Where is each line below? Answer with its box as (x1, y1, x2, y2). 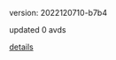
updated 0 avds (9, 25, 66, 34)
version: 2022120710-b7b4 (9, 8, 108, 18)
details (9, 41, 34, 52)
